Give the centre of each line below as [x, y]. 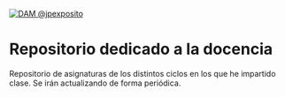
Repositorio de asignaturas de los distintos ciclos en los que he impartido [142, 73]
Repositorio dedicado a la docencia [141, 49]
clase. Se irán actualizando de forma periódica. [95, 83]
